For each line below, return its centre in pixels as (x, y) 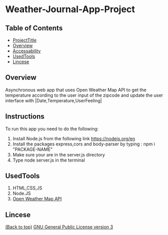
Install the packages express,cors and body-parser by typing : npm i (84, 144)
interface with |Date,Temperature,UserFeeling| (54, 100)
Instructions (25, 117)
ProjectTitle (25, 40)
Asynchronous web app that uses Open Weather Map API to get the (76, 90)
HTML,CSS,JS (27, 188)
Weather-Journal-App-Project (70, 9)
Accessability (27, 51)
